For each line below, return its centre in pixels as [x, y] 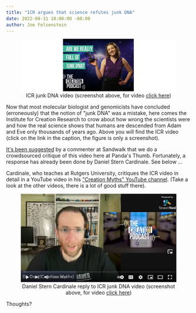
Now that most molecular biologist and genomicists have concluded [88, 107]
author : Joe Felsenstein [36, 25]
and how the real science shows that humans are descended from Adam [94, 125]
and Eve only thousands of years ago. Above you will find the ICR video [92, 132]
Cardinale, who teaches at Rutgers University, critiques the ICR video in [92, 173]
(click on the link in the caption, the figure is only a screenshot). [83, 138]
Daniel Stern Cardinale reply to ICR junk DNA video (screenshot [99, 286]
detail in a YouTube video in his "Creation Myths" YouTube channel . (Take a [97, 179]
